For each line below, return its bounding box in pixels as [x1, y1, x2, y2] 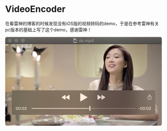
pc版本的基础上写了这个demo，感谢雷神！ [5, 26, 92, 33]
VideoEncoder [5, 3, 66, 15]
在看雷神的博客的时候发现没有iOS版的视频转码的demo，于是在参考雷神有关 [5, 20, 159, 26]
